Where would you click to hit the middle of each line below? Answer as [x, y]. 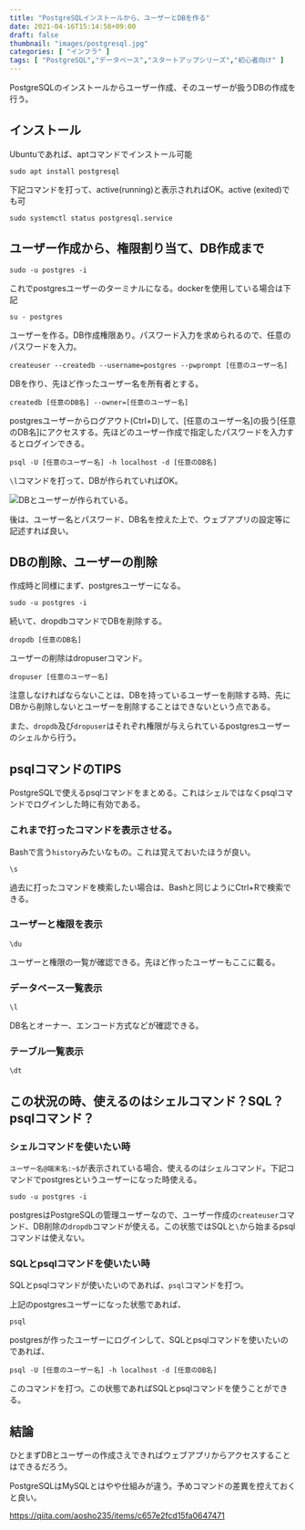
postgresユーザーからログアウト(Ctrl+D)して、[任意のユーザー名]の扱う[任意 [152, 420]
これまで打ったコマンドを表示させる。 [93, 830]
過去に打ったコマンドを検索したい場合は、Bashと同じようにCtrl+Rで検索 [147, 887]
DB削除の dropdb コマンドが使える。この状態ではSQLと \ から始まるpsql [164, 1226]
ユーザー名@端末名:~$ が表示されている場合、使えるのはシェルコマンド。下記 [148, 1168]
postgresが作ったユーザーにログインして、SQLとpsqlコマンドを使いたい [145, 1340]
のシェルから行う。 [46, 738]
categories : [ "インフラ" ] [60, 52]
